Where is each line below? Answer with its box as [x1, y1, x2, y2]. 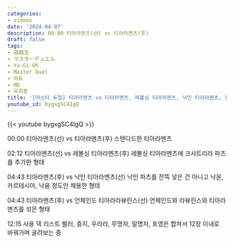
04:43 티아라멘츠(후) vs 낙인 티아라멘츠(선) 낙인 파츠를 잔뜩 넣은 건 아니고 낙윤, [7, 172, 224, 181]
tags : [7, 42, 23, 49]
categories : [7, 10, 42, 17]
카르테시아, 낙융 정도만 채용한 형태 [7, 181, 100, 189]
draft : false [7, 36, 45, 43]
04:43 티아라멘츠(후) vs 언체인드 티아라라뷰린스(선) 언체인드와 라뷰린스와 [7, 196, 208, 204]
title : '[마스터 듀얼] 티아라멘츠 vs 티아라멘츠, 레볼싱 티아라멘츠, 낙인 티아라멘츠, [7, 95, 222, 102]
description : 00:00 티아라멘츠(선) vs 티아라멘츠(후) [7, 29, 149, 37]
